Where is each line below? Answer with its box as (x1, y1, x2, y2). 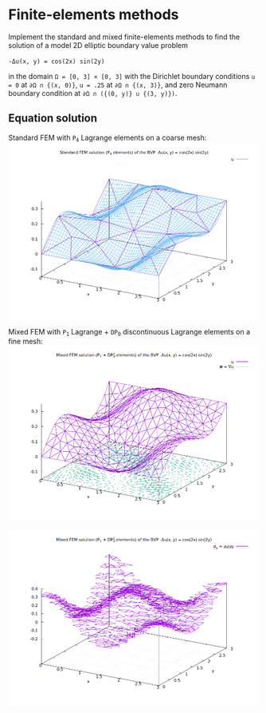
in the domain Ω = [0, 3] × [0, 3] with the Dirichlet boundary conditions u (8, 71, 256, 81)
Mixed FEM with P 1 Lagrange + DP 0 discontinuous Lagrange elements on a (8, 327, 251, 338)
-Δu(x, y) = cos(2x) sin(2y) (8, 57, 105, 65)
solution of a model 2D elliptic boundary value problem (8, 40, 189, 50)
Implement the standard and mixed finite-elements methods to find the (8, 32, 241, 42)
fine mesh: (8, 337, 44, 347)
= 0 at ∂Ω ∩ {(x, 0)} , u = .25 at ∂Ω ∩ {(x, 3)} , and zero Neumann (8, 80, 228, 89)
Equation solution (8, 112, 98, 125)
